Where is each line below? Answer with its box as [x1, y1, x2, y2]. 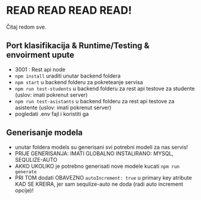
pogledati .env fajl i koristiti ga [14, 110, 89, 117]
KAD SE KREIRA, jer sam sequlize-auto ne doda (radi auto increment [14, 180, 184, 187]
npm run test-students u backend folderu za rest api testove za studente [14, 85, 195, 92]
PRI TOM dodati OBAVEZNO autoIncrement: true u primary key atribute [14, 174, 193, 181]
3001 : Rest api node [14, 66, 66, 73]
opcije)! [14, 186, 34, 194]
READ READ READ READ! [6, 4, 132, 17]
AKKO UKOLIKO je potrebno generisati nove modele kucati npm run [14, 162, 180, 170]
